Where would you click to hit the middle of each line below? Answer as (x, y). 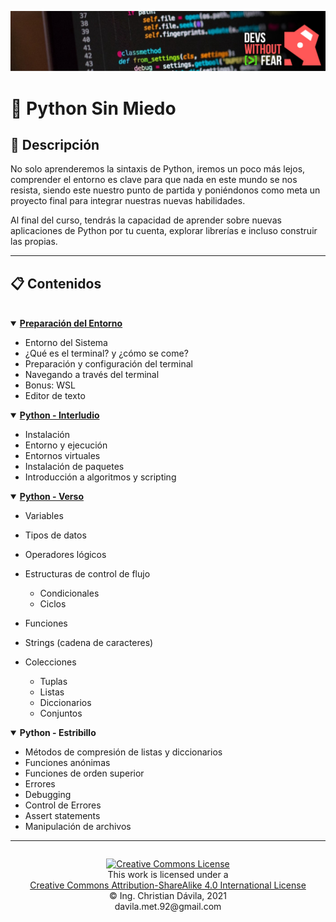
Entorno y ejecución (66, 445)
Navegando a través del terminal (92, 375)
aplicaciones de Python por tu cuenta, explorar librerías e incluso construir (164, 231)
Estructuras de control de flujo (87, 574)
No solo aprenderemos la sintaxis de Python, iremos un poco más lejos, (158, 169)
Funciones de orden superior (84, 773)
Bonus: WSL (50, 385)
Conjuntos (61, 713)
